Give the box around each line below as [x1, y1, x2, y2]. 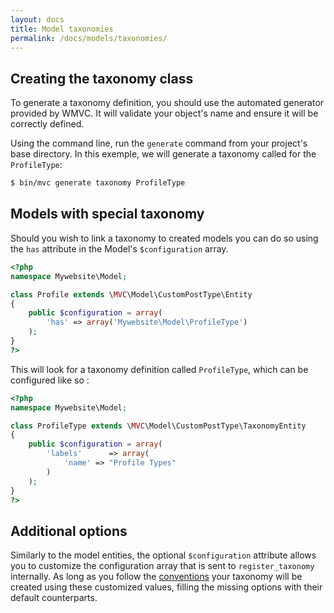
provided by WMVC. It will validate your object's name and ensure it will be [10, 107, 319, 120]
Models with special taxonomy [10, 206, 205, 223]
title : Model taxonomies [10, 24, 114, 34]
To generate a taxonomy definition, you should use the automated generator [10, 97, 325, 109]
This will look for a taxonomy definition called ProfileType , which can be [10, 363, 309, 375]
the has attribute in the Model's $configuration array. [10, 242, 229, 255]
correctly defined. [10, 118, 85, 130]
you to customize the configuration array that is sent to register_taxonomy [10, 560, 315, 572]
